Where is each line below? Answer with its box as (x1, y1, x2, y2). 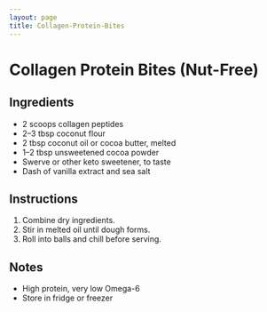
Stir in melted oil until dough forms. (21, 224, 151, 236)
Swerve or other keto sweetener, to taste (21, 156, 171, 167)
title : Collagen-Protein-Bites (9, 21, 125, 30)
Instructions (9, 191, 78, 206)
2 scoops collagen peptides (21, 118, 124, 129)
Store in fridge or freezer (21, 292, 114, 303)
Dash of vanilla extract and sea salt (21, 165, 151, 176)
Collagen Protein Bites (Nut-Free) (9, 60, 259, 80)
